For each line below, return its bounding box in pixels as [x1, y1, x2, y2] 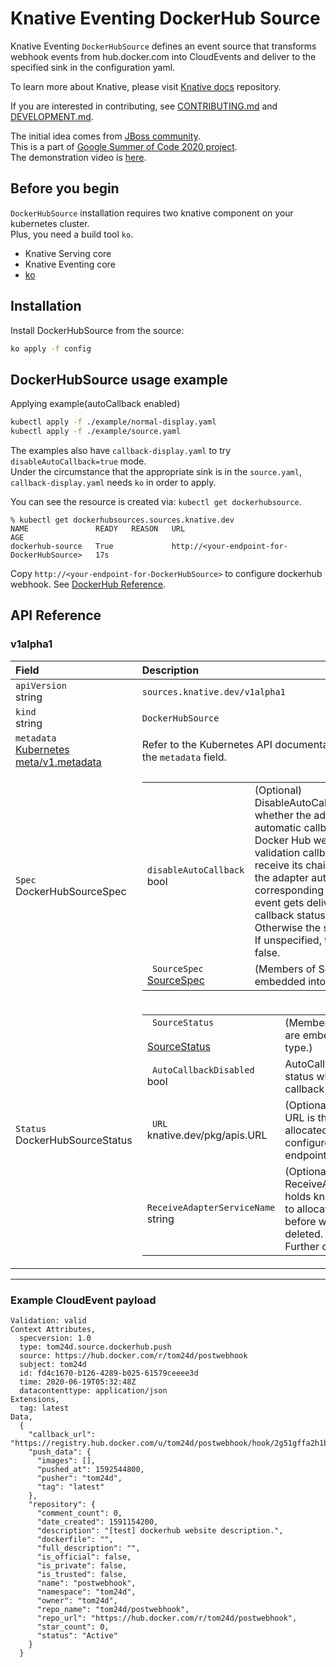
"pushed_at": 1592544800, [36, 1464, 145, 1474]
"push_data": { [28, 1447, 92, 1457]
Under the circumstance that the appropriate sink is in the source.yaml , [10, 466, 302, 477]
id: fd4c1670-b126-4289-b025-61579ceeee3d [19, 1368, 199, 1378]
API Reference [10, 607, 102, 624]
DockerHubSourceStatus [15, 1133, 133, 1147]
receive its [254, 858, 303, 872]
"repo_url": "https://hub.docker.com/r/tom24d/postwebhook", [36, 1613, 298, 1623]
